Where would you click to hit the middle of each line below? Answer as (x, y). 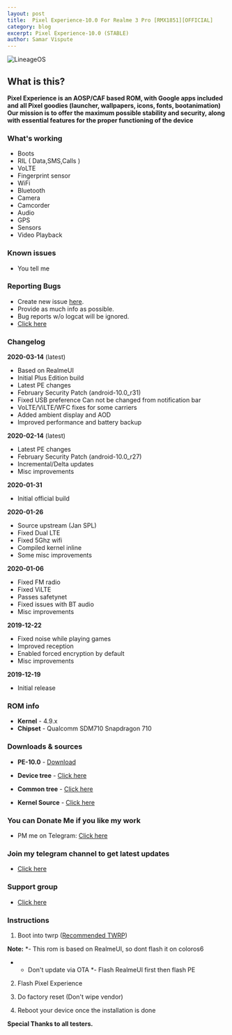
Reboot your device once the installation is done (86, 1010)
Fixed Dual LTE (39, 533)
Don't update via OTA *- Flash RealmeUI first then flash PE (111, 969)
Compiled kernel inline (49, 548)
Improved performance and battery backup (79, 422)
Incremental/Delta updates (55, 464)
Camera (29, 198)
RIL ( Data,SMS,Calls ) (49, 161)
